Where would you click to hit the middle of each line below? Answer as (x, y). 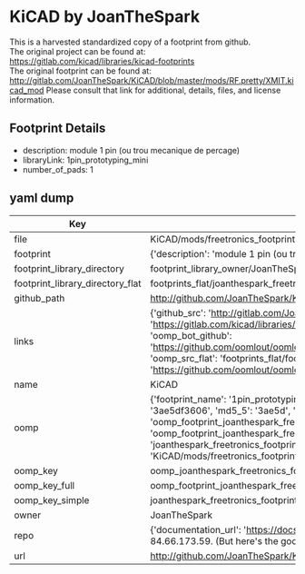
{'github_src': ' (180, 312)
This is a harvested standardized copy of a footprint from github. (130, 42)
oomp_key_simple (52, 500)
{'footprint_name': (188, 399)
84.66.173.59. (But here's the (214, 540)
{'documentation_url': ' (198, 529)
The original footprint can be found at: (80, 71)
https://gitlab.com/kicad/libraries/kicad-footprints (102, 61)
